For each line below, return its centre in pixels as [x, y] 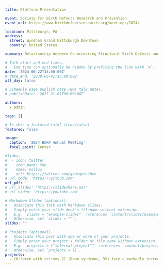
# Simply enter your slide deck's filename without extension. [72, 210]
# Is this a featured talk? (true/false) [48, 125]
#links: [13, 156]
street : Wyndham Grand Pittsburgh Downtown [54, 41]
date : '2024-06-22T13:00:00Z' [36, 72]
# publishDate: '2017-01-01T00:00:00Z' [45, 94]
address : [14, 36]
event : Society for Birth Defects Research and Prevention [66, 18]
